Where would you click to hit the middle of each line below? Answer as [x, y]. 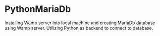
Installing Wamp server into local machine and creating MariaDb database [80, 23]
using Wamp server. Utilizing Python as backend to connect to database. [79, 28]
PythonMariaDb [38, 9]
